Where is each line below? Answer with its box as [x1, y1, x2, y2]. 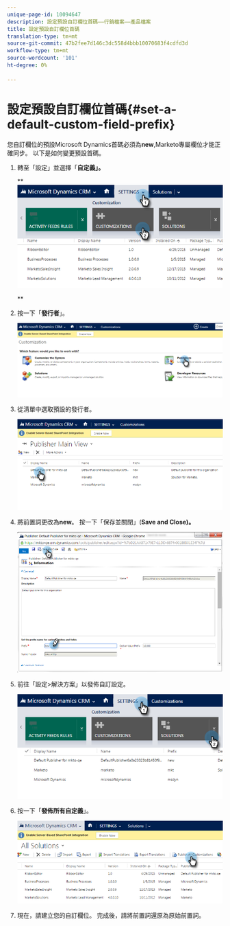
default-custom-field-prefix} [7, 117, 176, 132]
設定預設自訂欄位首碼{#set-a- [7, 102, 177, 117]
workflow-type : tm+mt [7, 47, 69, 54]
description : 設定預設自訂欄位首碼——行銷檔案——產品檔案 [7, 18, 151, 25]
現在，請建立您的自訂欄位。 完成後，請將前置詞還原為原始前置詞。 [16, 911, 205, 919]
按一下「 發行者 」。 [16, 309, 68, 317]
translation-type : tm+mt [7, 33, 78, 40]
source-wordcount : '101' [7, 55, 78, 62]
